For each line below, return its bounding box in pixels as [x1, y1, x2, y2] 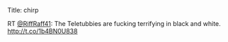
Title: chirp [7, 6, 39, 14]
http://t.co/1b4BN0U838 [7, 27, 78, 35]
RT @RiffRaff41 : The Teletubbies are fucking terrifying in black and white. [7, 20, 221, 27]
